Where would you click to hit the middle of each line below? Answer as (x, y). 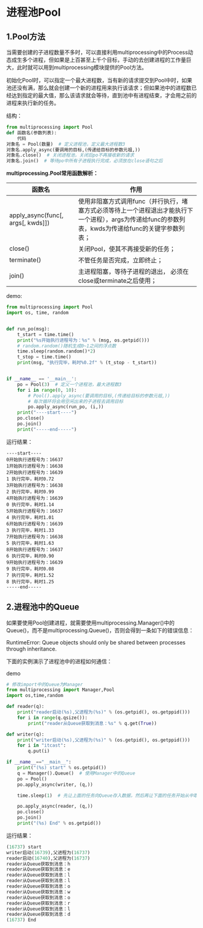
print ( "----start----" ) (47, 413)
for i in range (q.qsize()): (52, 718)
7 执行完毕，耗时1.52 (30, 575)
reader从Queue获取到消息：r (38, 903)
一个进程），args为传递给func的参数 (129, 219)
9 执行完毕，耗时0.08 (30, 569)
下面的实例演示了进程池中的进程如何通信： (59, 661)
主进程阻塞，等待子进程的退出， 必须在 (134, 271)
